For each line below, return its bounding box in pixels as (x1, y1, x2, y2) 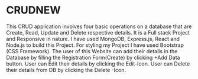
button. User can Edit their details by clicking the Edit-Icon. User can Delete (6, 60, 190, 67)
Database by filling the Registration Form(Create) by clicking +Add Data (6, 54, 180, 61)
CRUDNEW (6, 4, 61, 17)
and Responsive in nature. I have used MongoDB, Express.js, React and (6, 35, 180, 42)
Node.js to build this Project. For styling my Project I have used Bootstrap (6, 42, 184, 49)
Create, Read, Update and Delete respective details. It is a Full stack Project (6, 29, 190, 36)
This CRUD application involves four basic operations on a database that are (6, 23, 192, 30)
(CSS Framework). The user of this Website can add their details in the (6, 47, 178, 54)
